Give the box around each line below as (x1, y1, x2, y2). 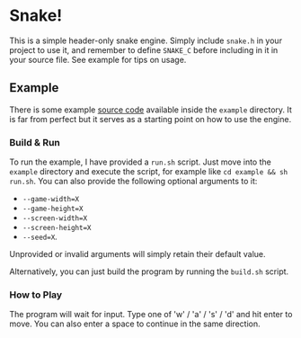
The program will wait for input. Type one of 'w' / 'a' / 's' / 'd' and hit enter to (9, 309, 293, 320)
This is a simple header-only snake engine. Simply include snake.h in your (9, 35, 283, 46)
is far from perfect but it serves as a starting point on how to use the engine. (9, 113, 292, 124)
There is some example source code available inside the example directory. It (9, 104, 292, 115)
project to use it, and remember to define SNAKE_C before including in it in (9, 44, 279, 55)
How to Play (9, 289, 63, 301)
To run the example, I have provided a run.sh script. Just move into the (9, 156, 271, 167)
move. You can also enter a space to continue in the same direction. (9, 318, 261, 329)
